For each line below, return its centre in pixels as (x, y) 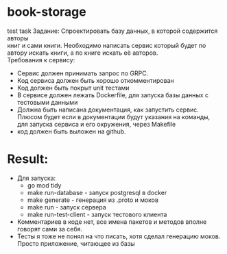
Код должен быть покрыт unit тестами (73, 88)
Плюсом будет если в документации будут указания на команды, (113, 116)
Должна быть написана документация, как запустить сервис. (108, 110)
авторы (18, 38)
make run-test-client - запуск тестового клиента (97, 214)
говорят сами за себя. (50, 229)
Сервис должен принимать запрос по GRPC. (83, 73)
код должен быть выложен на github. (71, 131)
